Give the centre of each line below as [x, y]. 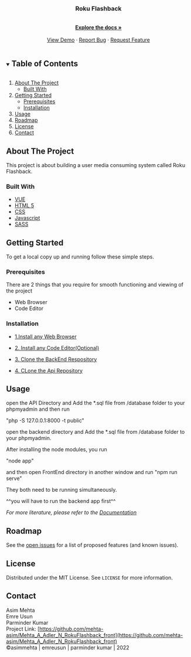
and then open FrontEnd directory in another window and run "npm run [92, 472]
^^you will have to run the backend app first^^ [61, 501]
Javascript [27, 218]
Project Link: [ [23, 629]
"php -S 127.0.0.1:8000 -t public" [45, 421]
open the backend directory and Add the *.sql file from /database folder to [95, 432]
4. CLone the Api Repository [49, 370]
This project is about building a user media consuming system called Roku [96, 165]
